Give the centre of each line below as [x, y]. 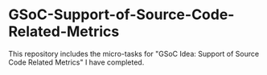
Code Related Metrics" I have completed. [76, 62]
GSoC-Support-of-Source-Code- [121, 15]
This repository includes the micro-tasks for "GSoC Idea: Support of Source [134, 53]
